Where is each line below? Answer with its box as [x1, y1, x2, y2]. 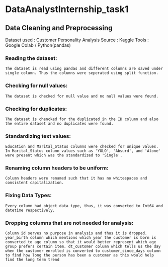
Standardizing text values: [5, 132, 71, 139]
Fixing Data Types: [5, 192, 52, 199]
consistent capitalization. [5, 180, 64, 186]
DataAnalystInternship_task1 [5, 4, 129, 15]
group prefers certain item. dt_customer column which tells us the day [5, 244, 161, 249]
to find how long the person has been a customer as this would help [5, 253, 154, 258]
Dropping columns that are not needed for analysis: [5, 219, 134, 226]
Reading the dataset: [5, 54, 57, 61]
